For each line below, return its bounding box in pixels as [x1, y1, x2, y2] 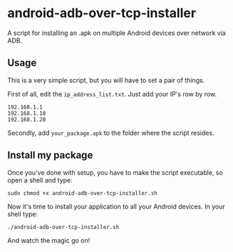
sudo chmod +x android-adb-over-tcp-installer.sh [7, 189, 158, 197]
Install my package [7, 149, 93, 161]
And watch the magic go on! [7, 236, 90, 244]
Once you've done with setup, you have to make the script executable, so [7, 168, 223, 176]
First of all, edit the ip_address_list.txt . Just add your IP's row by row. [7, 89, 217, 98]
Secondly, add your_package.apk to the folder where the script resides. [7, 128, 215, 137]
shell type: [7, 209, 38, 218]
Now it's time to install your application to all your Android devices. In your [7, 202, 226, 211]
